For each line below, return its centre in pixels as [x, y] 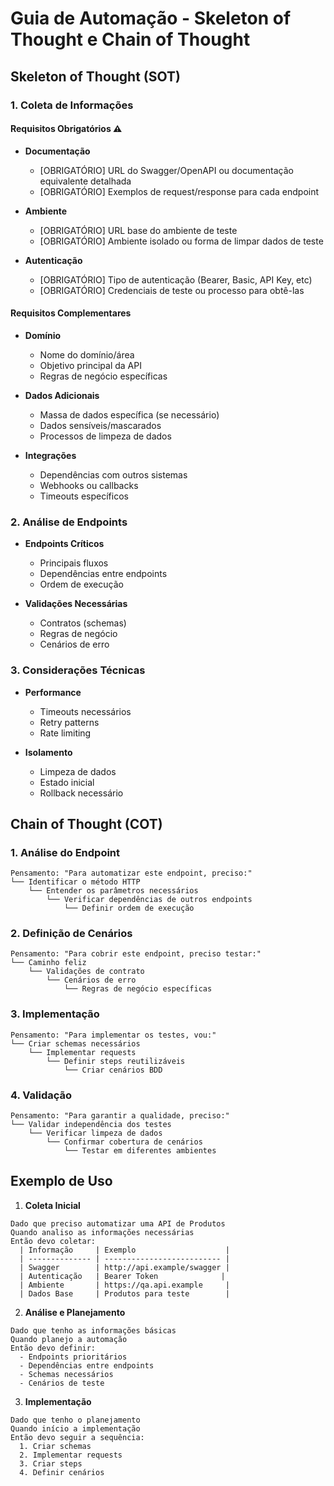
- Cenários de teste [62, 1383]
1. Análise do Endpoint [65, 852]
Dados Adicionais [62, 395]
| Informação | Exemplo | [124, 1250]
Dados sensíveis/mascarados [100, 425]
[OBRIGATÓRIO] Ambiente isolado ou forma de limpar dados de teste [181, 241]
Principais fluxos [74, 563]
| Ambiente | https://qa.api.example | [124, 1285]
